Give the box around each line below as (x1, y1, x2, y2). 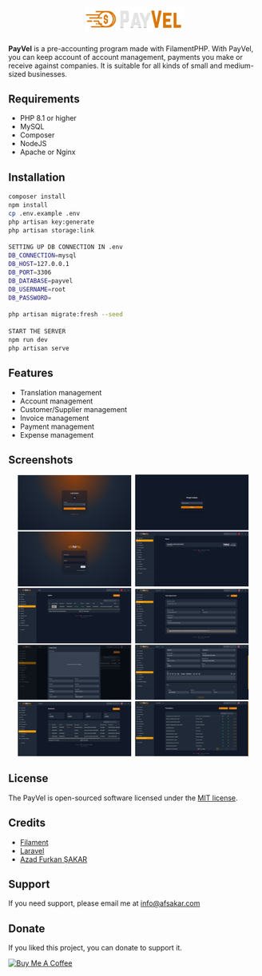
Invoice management (19, 413, 89, 423)
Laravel (19, 846, 45, 855)
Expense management (19, 430, 94, 439)
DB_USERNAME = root (8, 285, 66, 293)
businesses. (27, 69, 68, 78)
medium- (224, 61, 254, 70)
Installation (8, 170, 65, 184)
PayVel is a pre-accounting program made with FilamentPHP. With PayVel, (8, 43, 254, 54)
